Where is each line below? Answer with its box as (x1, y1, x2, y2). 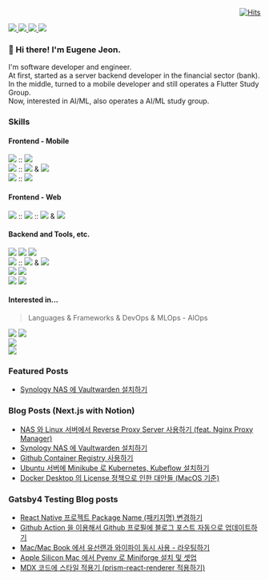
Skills (8, 116, 30, 127)
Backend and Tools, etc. (8, 229, 90, 240)
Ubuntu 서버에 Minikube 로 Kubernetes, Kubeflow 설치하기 (19, 463, 210, 473)
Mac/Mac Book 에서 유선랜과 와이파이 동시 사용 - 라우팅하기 (19, 542, 211, 552)
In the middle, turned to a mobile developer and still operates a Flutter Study (8, 79, 259, 89)
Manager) (19, 433, 53, 443)
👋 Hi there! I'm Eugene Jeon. (8, 44, 122, 55)
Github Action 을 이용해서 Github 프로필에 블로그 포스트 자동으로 (19, 522, 224, 532)
